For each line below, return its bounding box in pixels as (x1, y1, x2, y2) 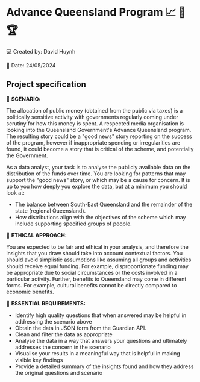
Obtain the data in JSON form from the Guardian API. (14, 324, 146, 331)
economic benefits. (6, 288, 54, 295)
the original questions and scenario (14, 369, 103, 376)
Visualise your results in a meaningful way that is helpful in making (14, 349, 181, 357)
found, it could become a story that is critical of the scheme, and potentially (6, 145, 194, 152)
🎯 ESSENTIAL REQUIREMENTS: (6, 299, 86, 307)
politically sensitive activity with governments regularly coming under (6, 113, 179, 121)
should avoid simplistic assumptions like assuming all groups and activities (6, 256, 192, 263)
